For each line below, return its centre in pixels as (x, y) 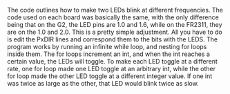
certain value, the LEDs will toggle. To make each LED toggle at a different (112, 61)
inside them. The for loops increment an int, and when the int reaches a (109, 54)
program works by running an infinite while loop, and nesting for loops (107, 47)
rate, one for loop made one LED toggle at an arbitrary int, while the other (112, 69)
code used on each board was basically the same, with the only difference (113, 17)
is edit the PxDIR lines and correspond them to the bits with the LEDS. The (113, 39)
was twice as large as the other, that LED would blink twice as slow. (103, 83)
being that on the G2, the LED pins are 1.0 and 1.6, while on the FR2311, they (115, 25)
